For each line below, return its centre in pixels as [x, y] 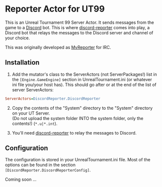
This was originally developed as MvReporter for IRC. [58, 47]
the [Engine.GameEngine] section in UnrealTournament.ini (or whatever [82, 79]
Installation [22, 62]
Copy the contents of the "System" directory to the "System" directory [82, 108]
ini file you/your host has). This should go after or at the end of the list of [84, 85]
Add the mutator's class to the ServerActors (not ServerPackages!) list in [84, 74]
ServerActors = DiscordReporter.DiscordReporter [53, 99]
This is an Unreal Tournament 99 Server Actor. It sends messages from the [80, 22]
